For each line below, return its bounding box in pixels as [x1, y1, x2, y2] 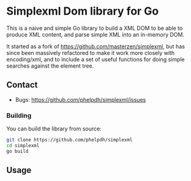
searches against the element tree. [6, 62, 94, 69]
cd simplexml [6, 142, 40, 149]
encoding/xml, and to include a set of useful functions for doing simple [6, 55, 185, 63]
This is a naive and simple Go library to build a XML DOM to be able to [6, 24, 183, 32]
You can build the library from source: [6, 125, 102, 132]
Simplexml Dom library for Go [6, 4, 159, 18]
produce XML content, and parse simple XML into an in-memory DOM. [6, 30, 185, 38]
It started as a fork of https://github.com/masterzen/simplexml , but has [6, 43, 185, 50]
